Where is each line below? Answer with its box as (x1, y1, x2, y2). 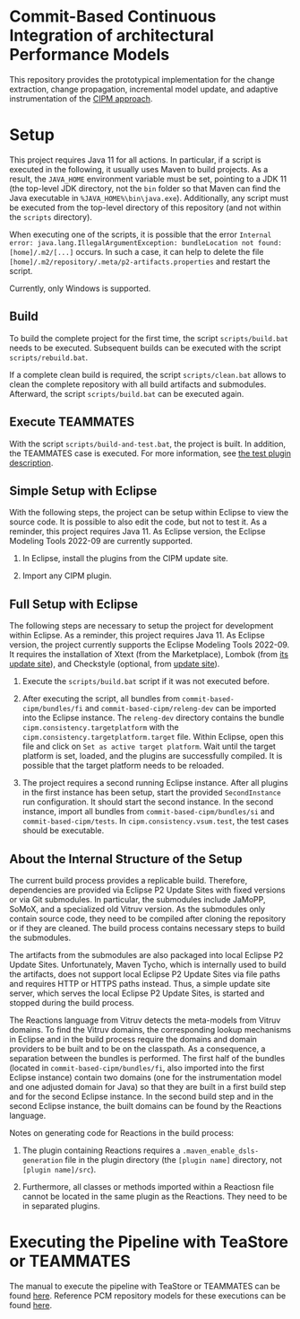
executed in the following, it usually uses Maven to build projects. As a (9, 163, 269, 174)
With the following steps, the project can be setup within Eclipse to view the (9, 507, 289, 518)
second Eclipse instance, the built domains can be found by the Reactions (9, 1100, 282, 1111)
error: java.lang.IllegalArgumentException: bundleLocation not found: (9, 238, 282, 248)
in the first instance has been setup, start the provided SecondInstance (21, 787, 281, 798)
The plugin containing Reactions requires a (21, 1145, 181, 1156)
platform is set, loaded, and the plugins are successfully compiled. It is (21, 751, 283, 761)
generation (21, 1156, 64, 1165)
